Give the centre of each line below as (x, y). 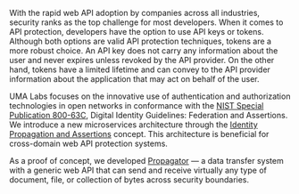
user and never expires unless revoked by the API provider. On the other (142, 60)
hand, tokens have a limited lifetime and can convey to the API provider (140, 69)
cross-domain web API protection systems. (88, 143)
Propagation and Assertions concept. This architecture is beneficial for (139, 134)
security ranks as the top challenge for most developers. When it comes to (146, 22)
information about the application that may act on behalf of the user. (135, 79)
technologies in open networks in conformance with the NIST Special (137, 105)
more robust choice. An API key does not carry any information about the (144, 51)
